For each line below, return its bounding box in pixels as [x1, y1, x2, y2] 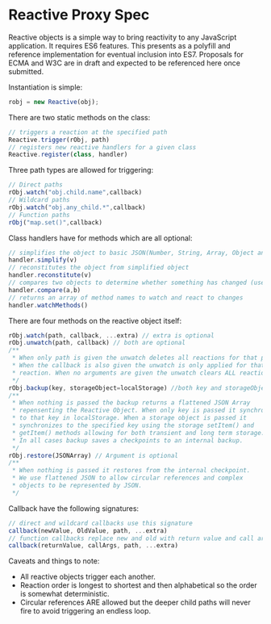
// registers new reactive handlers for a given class [8, 143, 197, 151]
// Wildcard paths [8, 196, 70, 204]
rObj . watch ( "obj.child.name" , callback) [8, 188, 143, 197]
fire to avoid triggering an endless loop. [19, 606, 152, 616]
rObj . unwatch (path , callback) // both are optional [8, 339, 186, 347]
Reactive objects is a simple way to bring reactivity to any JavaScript [8, 32, 237, 42]
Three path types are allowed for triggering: [8, 165, 154, 175]
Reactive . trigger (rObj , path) [8, 136, 110, 144]
